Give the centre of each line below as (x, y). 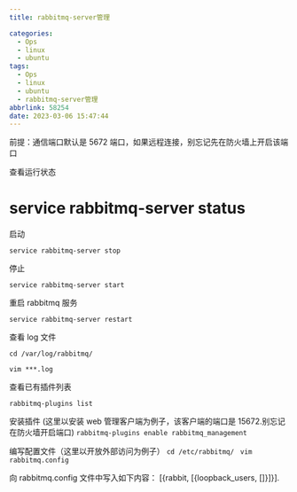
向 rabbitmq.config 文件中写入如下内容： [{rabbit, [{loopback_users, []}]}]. (145, 478)
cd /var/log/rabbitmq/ (51, 354)
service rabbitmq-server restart (71, 320)
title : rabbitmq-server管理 (60, 17)
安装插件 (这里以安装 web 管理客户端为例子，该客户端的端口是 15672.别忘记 (147, 421)
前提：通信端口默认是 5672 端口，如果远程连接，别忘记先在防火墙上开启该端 (149, 142)
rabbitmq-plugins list (51, 404)
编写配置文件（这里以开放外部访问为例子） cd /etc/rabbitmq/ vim (131, 451)
